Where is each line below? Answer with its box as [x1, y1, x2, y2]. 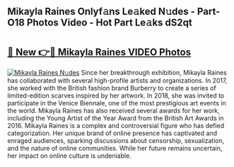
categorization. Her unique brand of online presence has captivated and [7, 129, 218, 137]
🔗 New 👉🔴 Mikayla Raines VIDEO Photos [7, 46, 192, 58]
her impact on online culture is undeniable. [7, 151, 132, 160]
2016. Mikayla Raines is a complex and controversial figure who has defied [7, 122, 225, 129]
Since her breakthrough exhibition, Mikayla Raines [81, 69, 228, 76]
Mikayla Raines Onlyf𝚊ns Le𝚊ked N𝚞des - [7, 6, 196, 18]
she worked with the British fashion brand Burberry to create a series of [7, 84, 217, 92]
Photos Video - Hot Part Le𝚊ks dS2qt [26, 17, 192, 29]
